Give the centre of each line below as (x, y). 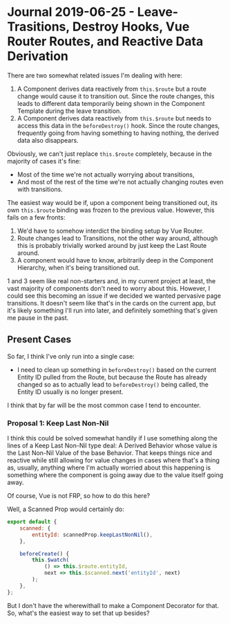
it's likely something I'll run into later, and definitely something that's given (112, 310)
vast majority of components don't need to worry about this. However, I (109, 288)
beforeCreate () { (45, 554)
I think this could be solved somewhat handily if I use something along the (112, 438)
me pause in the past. (38, 318)
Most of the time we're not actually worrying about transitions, (106, 175)
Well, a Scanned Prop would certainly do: (66, 509)
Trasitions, (39, 27)
